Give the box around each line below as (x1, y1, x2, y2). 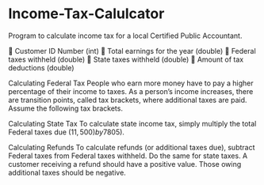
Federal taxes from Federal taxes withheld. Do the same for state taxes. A (8, 151, 248, 160)
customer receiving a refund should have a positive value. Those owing (8, 159, 242, 168)
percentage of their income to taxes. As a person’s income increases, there (8, 86, 254, 96)
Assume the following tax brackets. (8, 104, 123, 113)
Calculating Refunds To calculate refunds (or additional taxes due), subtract (8, 142, 255, 152)
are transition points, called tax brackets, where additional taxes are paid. (8, 95, 247, 104)
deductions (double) (8, 62, 75, 72)
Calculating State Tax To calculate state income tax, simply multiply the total (8, 119, 257, 128)
